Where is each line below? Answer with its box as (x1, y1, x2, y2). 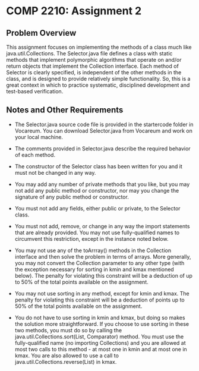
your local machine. (14, 133, 64, 140)
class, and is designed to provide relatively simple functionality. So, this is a (6, 76, 191, 82)
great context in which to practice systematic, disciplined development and (6, 81, 190, 89)
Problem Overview (6, 28, 77, 38)
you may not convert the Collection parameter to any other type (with (14, 259, 185, 266)
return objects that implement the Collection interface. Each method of (6, 62, 179, 70)
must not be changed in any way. (14, 169, 96, 176)
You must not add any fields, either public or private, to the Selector (14, 205, 181, 212)
